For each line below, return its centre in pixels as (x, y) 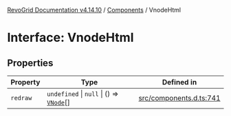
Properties (30, 63)
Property (25, 82)
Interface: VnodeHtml (70, 38)
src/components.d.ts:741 (179, 98)
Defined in (179, 82)
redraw (21, 98)
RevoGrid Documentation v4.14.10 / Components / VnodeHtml (94, 10)
